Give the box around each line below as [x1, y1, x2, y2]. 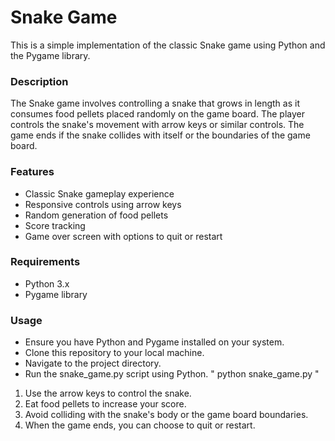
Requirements [10, 255, 81, 269]
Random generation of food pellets [24, 209, 169, 221]
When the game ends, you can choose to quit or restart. [24, 419, 256, 431]
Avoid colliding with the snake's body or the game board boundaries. [24, 409, 309, 421]
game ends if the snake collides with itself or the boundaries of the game [10, 129, 311, 141]
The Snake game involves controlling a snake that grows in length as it [10, 97, 300, 110]
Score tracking [24, 219, 86, 231]
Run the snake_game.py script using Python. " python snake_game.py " [24, 368, 320, 380]
